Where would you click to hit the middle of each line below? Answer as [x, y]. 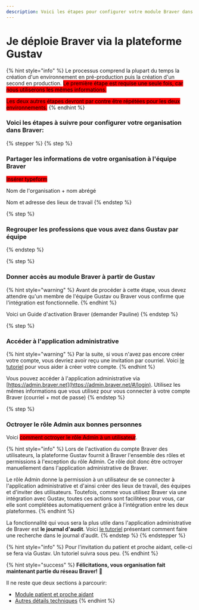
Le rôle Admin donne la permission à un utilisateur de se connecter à [91, 480]
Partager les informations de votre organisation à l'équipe [91, 159]
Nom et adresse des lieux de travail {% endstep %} [69, 202]
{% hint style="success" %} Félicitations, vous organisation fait [86, 565]
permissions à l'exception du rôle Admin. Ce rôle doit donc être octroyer [94, 462]
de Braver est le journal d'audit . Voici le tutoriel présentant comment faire [97, 529]
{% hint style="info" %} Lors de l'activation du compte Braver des [87, 449]
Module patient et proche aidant [54, 594]
